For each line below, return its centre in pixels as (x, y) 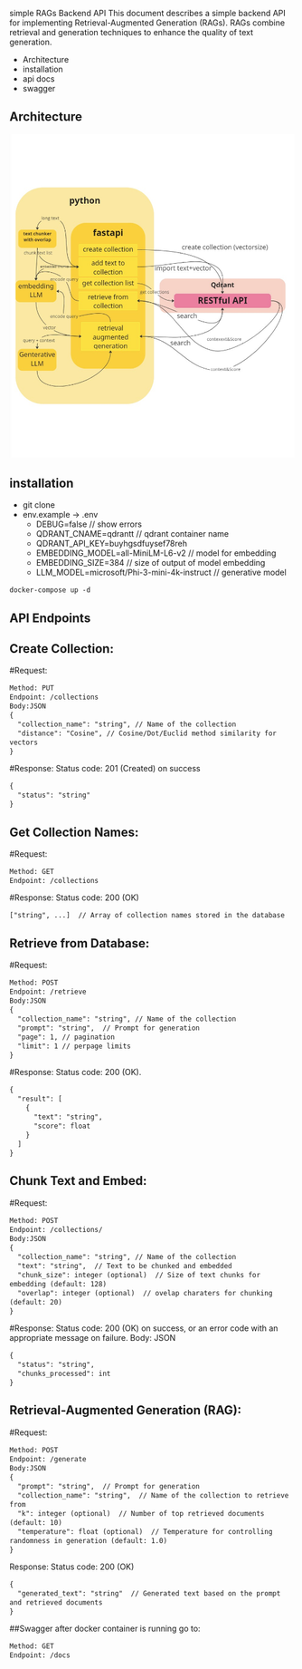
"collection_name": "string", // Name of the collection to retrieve (153, 1495)
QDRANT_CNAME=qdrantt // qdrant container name (132, 534)
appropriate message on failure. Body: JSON (93, 1337)
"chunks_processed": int (64, 1373)
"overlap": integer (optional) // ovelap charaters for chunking (145, 1293)
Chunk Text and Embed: (78, 1181)
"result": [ (40, 1099)
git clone (39, 505)
